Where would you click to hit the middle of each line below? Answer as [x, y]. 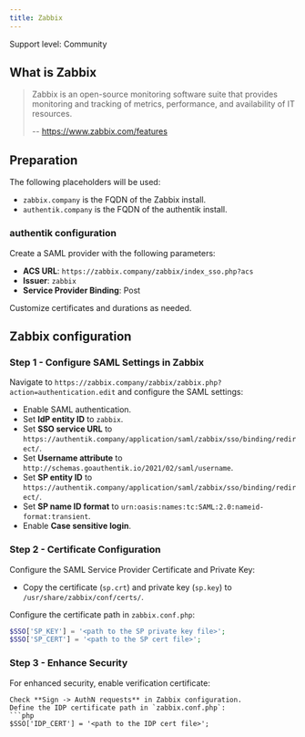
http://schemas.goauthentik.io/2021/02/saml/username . [128, 468]
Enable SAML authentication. [77, 410]
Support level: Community [58, 44]
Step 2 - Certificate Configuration [85, 550]
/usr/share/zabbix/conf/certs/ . [83, 597]
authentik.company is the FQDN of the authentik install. [125, 210]
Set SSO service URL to [67, 429]
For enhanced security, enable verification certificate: [110, 683]
